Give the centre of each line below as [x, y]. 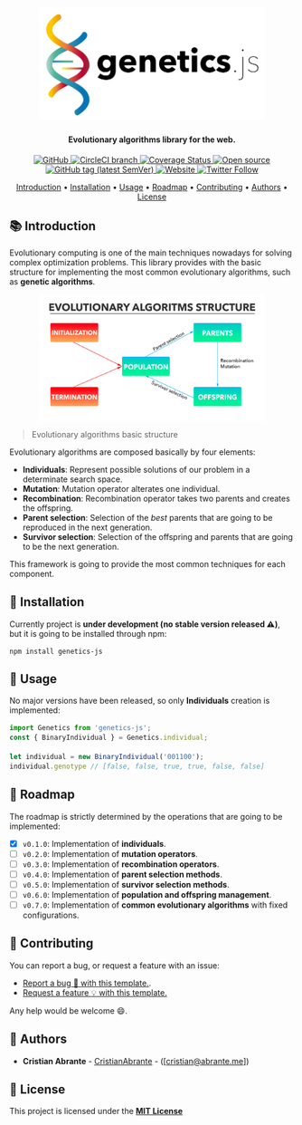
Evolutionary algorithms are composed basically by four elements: [132, 452]
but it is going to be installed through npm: [88, 633]
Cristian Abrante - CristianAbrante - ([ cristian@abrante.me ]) [136, 1061]
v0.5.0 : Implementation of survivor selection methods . [126, 884]
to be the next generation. [71, 546]
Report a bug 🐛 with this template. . [87, 983]
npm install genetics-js [56, 651]
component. [32, 573]
